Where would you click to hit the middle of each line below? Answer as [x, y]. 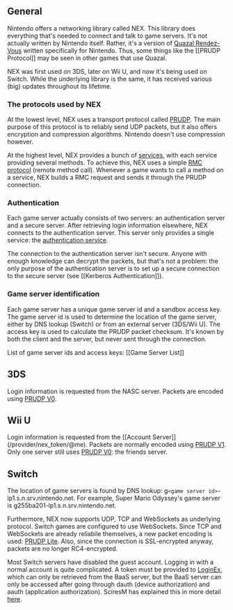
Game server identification [54, 294]
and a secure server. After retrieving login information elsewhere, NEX [107, 225]
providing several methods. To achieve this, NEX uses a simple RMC [105, 162]
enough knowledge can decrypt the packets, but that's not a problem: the [113, 261]
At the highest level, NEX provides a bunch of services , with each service [112, 155]
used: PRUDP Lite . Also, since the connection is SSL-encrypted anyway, [111, 541]
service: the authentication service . [58, 241]
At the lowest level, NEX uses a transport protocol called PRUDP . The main [114, 120]
